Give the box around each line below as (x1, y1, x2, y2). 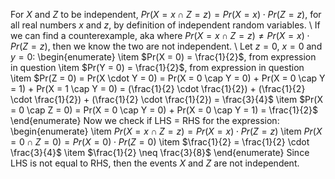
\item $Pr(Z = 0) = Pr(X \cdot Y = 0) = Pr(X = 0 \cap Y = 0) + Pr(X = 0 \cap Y (10, 72, 326, 84)
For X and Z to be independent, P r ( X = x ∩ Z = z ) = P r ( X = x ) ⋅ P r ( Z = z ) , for (10, 9, 322, 20)
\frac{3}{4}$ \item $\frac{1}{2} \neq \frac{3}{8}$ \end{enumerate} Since (10, 147, 310, 158)
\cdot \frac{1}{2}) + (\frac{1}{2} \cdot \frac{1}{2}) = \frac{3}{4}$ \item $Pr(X (10, 94, 323, 105)
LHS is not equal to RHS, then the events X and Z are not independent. (10, 157, 300, 169)
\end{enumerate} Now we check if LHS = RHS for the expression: (10, 115, 280, 126)
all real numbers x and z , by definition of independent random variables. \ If (10, 19, 321, 31)
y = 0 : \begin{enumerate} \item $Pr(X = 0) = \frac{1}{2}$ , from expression (10, 51, 317, 63)
